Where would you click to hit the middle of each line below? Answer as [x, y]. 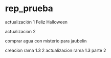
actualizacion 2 [20, 31]
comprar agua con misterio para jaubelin [46, 41]
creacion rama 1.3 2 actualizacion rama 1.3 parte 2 [56, 50]
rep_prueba [29, 9]
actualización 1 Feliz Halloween [36, 22]
